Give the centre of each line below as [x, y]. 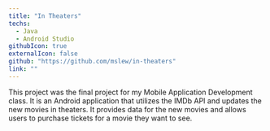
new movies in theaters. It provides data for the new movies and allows [127, 109]
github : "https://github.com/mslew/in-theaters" [92, 62]
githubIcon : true [38, 46]
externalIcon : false [44, 54]
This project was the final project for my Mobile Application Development [131, 92]
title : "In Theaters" [45, 16]
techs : [20, 24]
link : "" [23, 69]
